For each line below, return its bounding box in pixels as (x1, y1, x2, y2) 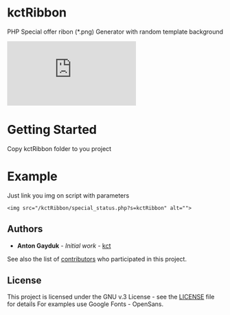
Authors (7, 223, 43, 235)
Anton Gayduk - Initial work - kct (16, 242, 111, 250)
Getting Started (7, 122, 97, 138)
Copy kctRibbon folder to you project (7, 144, 112, 152)
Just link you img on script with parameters (7, 191, 130, 200)
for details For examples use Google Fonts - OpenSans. (7, 300, 163, 308)
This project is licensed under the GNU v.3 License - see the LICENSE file (7, 293, 215, 301)
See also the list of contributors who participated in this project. (7, 255, 187, 263)
